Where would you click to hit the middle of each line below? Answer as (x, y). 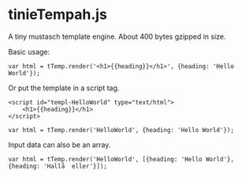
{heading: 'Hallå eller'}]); (58, 166)
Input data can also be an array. (60, 145)
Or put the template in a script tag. (64, 88)
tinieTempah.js (58, 15)
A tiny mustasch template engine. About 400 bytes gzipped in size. (117, 36)
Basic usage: (29, 51)
